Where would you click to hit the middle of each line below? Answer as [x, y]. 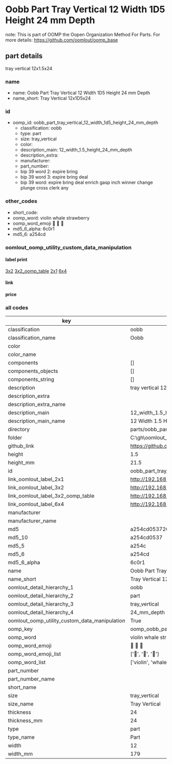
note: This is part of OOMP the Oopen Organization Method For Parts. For [83, 34]
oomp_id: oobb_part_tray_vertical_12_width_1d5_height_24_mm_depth [85, 123]
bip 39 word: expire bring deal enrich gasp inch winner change [87, 182]
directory [19, 430]
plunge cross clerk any [45, 188]
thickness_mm [25, 720]
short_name [22, 687]
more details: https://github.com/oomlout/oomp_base [62, 40]
